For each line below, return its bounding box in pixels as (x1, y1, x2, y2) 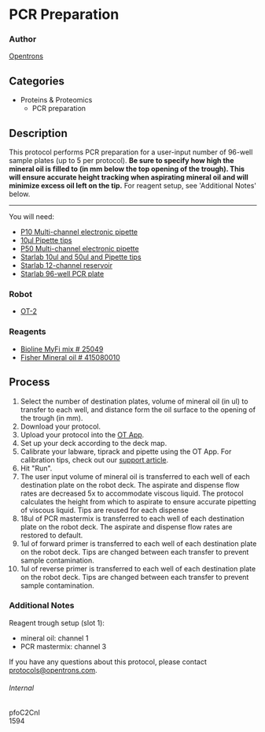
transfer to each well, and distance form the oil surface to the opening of (20, 404, 256, 414)
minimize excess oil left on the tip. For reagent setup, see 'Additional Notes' (9, 181, 257, 191)
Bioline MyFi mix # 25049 (20, 344, 104, 354)
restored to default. (20, 530, 83, 540)
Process (9, 376, 50, 389)
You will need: (9, 212, 54, 221)
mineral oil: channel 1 (20, 633, 89, 643)
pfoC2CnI (9, 708, 40, 718)
